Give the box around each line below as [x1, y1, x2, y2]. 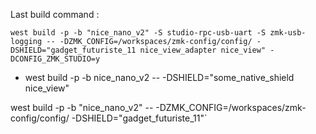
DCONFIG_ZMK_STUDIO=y [10, 54, 101, 64]
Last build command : [10, 9, 100, 20]
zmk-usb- [269, 28, 307, 38]
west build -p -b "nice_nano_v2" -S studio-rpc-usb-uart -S [10, 28, 267, 38]
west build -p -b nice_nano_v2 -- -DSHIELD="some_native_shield [24, 72, 295, 83]
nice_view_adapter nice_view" [139, 45, 267, 55]
